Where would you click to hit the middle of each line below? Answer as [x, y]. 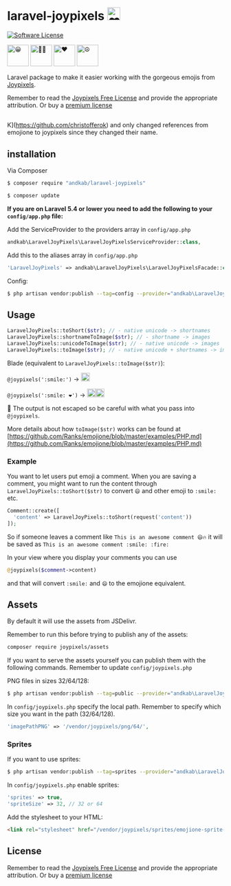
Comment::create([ [33, 511]
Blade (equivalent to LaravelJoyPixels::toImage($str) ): [86, 363]
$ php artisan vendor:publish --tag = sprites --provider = [90, 772]
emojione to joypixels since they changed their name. [82, 132]
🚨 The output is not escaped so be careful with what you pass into [101, 408]
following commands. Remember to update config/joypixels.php [100, 668]
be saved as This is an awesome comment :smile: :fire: [88, 544]
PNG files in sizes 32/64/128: [48, 681]
